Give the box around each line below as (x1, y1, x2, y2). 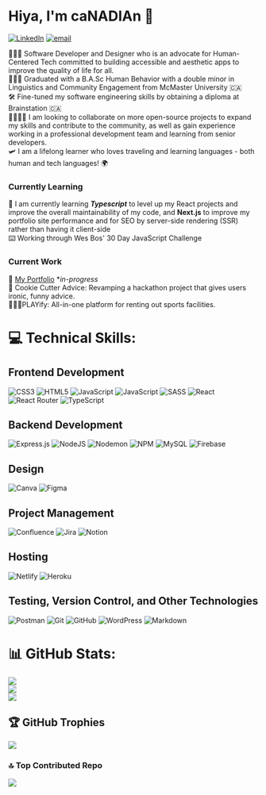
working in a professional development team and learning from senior (8, 129, 236, 138)
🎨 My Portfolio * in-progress (8, 274, 98, 284)
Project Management (8, 506, 114, 520)
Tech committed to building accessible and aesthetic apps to (40, 57, 240, 67)
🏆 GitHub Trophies (8, 716, 106, 729)
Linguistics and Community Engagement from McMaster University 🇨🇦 (8, 83, 242, 92)
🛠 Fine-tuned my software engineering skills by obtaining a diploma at (8, 91, 240, 102)
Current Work (8, 256, 62, 267)
